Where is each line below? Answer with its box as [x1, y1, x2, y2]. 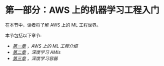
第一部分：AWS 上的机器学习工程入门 [5, 4, 159, 16]
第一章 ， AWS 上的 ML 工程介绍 [12, 43, 78, 49]
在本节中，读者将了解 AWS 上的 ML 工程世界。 [5, 22, 101, 28]
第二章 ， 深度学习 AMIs [12, 49, 61, 55]
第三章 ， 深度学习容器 [12, 55, 58, 61]
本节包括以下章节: [5, 32, 42, 38]
